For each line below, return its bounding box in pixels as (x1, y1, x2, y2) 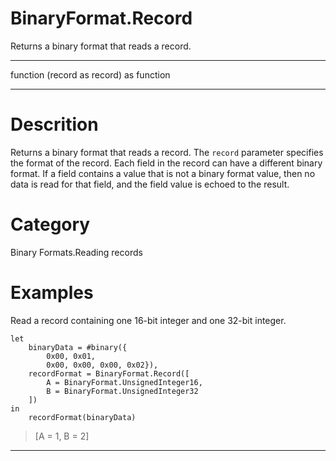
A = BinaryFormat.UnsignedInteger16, (46, 377, 203, 387)
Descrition (10, 113, 99, 136)
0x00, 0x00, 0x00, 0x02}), (46, 360, 159, 370)
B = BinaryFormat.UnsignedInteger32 (46, 386, 199, 396)
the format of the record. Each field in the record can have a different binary (10, 157, 323, 169)
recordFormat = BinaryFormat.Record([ (28, 368, 190, 379)
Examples (10, 282, 94, 304)
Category (10, 213, 91, 236)
